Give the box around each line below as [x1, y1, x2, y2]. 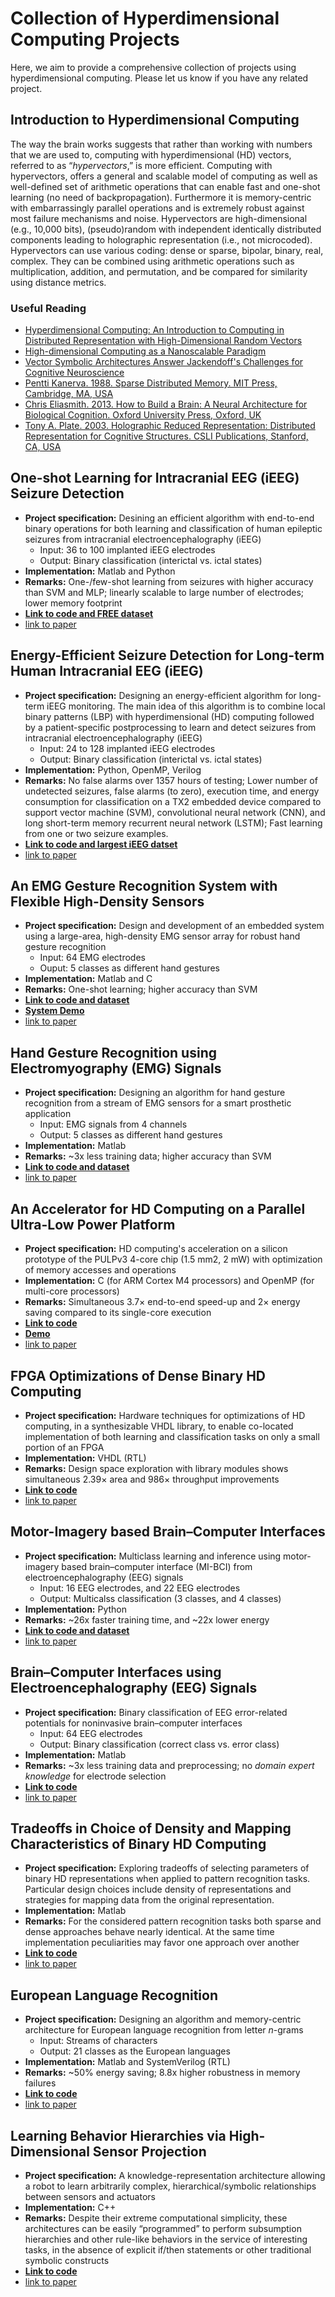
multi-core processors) [24, 1285, 120, 1297]
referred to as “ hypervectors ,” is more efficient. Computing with [10, 159, 273, 171]
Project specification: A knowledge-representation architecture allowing [24, 2169, 326, 2181]
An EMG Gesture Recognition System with [10, 878, 278, 895]
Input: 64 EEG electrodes [39, 1727, 143, 1739]
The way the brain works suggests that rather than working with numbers [10, 138, 313, 150]
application [24, 1108, 72, 1120]
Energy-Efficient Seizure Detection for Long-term [10, 647, 325, 664]
